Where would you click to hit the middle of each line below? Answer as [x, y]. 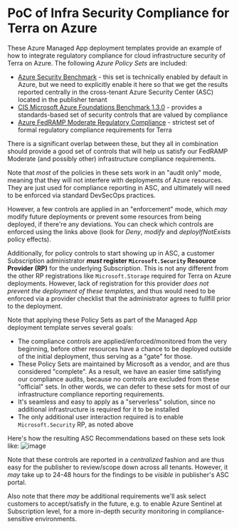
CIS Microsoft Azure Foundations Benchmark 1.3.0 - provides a [110, 107]
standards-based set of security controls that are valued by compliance [123, 115]
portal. [17, 482]
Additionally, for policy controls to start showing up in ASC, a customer [111, 253]
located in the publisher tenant [63, 99]
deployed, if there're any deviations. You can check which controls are [111, 224]
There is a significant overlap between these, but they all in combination [113, 143]
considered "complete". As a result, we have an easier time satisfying [119, 371]
